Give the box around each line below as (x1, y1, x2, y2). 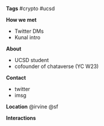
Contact (6, 74, 26, 81)
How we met (6, 16, 37, 23)
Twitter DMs (14, 28, 44, 35)
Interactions (6, 114, 36, 121)
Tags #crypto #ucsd (6, 5, 55, 12)
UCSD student (14, 57, 49, 63)
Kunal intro (14, 34, 41, 40)
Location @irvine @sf (6, 103, 59, 110)
